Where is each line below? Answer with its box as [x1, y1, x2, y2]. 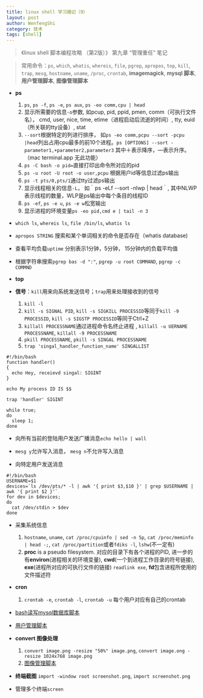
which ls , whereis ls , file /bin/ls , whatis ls [15, 220, 130, 227]
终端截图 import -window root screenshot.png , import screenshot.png [15, 672, 191, 680]
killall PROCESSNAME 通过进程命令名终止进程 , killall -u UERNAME [24, 323, 188, 330]
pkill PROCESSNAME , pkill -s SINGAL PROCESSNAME [24, 336, 147, 343]
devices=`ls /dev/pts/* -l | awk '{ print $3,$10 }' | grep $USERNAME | [6, 483, 194, 490]
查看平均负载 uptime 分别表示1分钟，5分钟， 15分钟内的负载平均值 [15, 245, 178, 253]
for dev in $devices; [6, 494, 61, 500]
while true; [6, 407, 36, 414]
